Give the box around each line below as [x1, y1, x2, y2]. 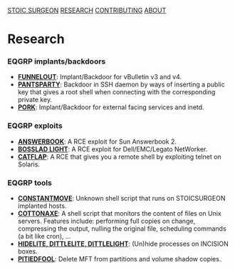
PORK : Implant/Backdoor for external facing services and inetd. [17, 103, 204, 111]
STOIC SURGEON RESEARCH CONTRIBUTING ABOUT [7, 6, 167, 14]
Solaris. [17, 160, 41, 169]
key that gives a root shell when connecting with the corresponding [17, 88, 216, 96]
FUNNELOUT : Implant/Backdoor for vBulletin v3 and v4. [17, 73, 182, 81]
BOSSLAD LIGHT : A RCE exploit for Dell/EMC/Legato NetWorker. [17, 144, 208, 153]
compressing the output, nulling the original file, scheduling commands [17, 224, 226, 233]
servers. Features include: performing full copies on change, [17, 217, 196, 226]
